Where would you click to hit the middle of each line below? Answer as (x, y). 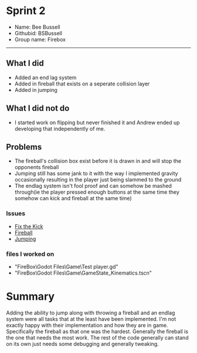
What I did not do (38, 109)
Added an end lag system (45, 77)
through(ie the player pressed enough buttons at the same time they (97, 192)
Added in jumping (36, 90)
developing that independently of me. (60, 128)
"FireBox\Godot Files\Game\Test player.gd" (66, 266)
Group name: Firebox (40, 39)
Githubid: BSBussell (38, 33)
